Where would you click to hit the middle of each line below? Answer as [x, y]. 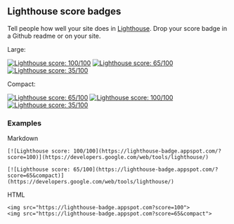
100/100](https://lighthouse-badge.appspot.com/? [147, 151]
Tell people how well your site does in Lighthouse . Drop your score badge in [117, 28]
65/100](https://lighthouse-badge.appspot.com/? [146, 170]
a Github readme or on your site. [54, 36]
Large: [17, 49]
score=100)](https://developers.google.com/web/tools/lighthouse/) [108, 157]
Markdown [23, 139]
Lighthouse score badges [64, 12]
